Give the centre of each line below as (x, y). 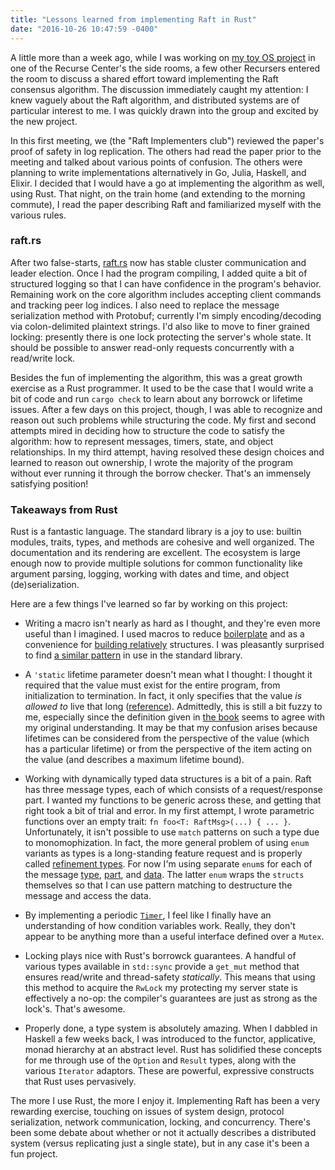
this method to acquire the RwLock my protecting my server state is (161, 988)
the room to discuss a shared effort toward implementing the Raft (144, 78)
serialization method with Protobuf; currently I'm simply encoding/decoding (166, 315)
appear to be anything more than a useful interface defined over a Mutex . (174, 937)
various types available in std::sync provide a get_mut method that (162, 967)
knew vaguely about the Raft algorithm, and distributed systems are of (155, 100)
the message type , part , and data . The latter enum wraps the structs (164, 875)
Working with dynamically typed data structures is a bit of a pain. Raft (168, 779)
